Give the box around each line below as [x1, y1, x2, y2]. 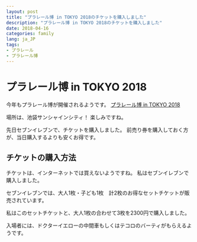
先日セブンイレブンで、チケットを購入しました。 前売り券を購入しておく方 [6, 126, 189, 133]
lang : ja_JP [6, 36, 35, 42]
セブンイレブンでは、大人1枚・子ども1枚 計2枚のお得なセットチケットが [6, 189, 185, 196]
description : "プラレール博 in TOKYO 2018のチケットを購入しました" [6, 20, 163, 26]
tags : [6, 42, 20, 48]
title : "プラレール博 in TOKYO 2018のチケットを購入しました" [6, 14, 147, 20]
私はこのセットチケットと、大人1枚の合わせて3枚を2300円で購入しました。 [6, 209, 190, 216]
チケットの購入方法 [6, 152, 76, 163]
